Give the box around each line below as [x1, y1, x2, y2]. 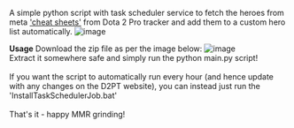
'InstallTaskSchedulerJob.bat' [9, 90, 118, 101]
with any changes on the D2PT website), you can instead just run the [9, 81, 261, 91]
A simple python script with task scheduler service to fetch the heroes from [9, 8, 285, 18]
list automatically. [9, 26, 73, 36]
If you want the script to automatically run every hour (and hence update [9, 72, 275, 82]
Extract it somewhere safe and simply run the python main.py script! [9, 53, 259, 63]
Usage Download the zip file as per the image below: [9, 43, 203, 54]
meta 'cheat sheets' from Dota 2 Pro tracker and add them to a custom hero [9, 17, 286, 27]
